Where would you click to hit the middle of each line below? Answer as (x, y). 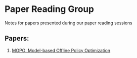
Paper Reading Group (49, 9)
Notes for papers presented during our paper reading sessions (68, 23)
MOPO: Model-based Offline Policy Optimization (61, 50)
